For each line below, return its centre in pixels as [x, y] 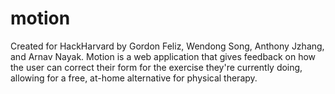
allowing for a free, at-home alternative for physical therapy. [134, 78]
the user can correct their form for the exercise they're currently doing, [156, 67]
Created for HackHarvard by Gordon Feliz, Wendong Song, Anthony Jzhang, [167, 46]
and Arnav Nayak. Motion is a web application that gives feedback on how [163, 56]
